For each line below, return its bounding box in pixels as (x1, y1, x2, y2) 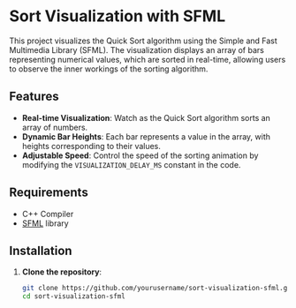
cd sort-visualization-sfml (21, 292, 125, 301)
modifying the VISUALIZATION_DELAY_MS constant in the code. (21, 159, 241, 169)
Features (9, 89, 59, 104)
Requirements (9, 185, 88, 200)
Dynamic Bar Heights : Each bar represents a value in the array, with (21, 131, 271, 142)
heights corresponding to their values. (21, 140, 162, 151)
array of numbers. (21, 122, 88, 132)
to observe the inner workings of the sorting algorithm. (9, 64, 209, 74)
